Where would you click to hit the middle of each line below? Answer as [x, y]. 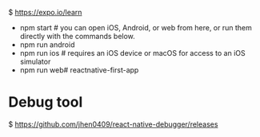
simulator [35, 61]
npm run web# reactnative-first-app [79, 70]
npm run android [47, 45]
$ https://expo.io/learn [45, 12]
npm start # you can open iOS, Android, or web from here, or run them [136, 27]
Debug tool [46, 102]
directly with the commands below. [78, 36]
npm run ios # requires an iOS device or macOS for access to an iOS [132, 53]
